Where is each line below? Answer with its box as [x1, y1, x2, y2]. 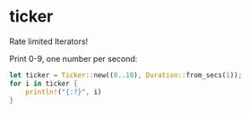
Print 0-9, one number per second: [9, 53, 138, 64]
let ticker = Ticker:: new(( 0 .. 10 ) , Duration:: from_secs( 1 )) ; [9, 70, 243, 80]
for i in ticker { [9, 79, 78, 88]
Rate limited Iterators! [9, 36, 89, 47]
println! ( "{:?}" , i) [25, 87, 102, 96]
